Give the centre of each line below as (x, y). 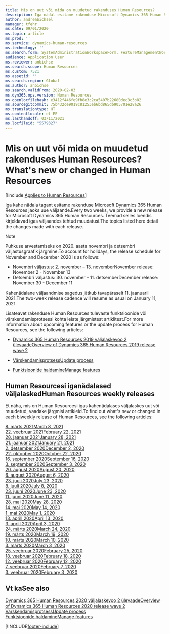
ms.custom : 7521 (22, 72)
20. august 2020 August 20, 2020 (40, 470)
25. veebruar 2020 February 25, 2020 (44, 551)
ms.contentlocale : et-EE (31, 114)
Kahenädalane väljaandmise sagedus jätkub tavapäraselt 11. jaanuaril (77, 293)
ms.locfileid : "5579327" (31, 123)
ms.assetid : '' (21, 76)
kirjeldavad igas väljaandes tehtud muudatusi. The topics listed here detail (82, 221)
